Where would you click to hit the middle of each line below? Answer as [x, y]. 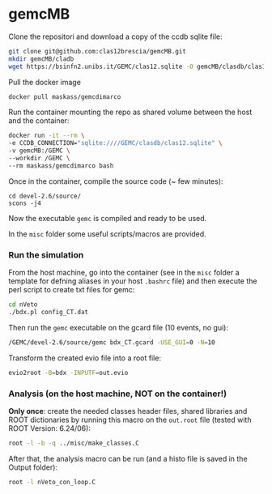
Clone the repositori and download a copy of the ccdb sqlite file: [115, 36]
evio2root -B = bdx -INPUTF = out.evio [68, 373]
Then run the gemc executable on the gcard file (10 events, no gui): [119, 327]
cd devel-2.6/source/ [45, 196]
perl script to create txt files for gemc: [72, 290]
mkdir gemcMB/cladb [41, 59]
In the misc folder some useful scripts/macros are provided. [107, 234]
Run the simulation [46, 254]
